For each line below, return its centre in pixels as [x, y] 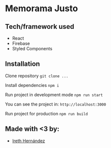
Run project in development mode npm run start [54, 95]
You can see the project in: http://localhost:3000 [55, 104]
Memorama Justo [42, 9]
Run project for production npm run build [46, 113]
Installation [22, 64]
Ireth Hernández [29, 141]
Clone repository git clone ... [37, 76]
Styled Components [32, 49]
